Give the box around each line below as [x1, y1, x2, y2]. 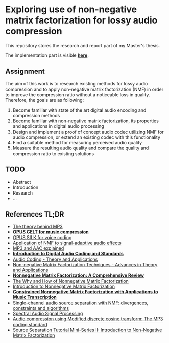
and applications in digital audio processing [12, 123, 105, 129]
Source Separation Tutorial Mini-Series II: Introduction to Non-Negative [12, 327, 162, 333]
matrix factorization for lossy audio [5, 14, 158, 26]
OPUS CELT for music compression [12, 229, 89, 235]
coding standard [12, 321, 47, 328]
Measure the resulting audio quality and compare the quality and [12, 145, 149, 151]
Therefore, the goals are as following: [5, 97, 84, 103]
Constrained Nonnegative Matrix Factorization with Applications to [12, 289, 158, 295]
